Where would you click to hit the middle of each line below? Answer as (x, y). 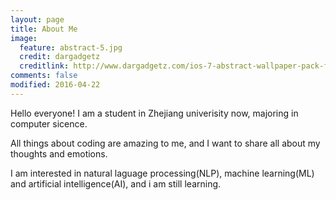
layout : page (37, 19)
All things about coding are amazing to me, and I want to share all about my (165, 143)
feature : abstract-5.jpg (71, 47)
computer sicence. (49, 123)
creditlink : (44, 66)
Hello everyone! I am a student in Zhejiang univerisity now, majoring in (154, 113)
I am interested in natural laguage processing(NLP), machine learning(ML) (162, 173)
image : (24, 38)
